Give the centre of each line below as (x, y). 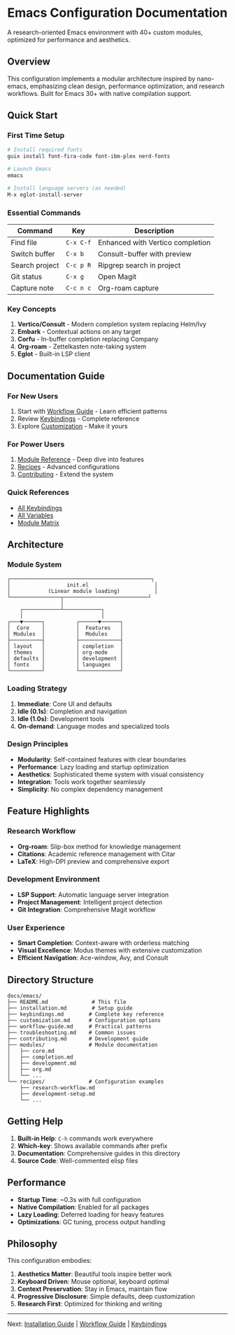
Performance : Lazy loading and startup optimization (93, 767)
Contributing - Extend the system (65, 475)
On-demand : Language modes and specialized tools (93, 726)
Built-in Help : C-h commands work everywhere (85, 1138)
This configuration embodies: (50, 1261)
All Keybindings (40, 508)
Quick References (38, 493)
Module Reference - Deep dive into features (81, 459)
